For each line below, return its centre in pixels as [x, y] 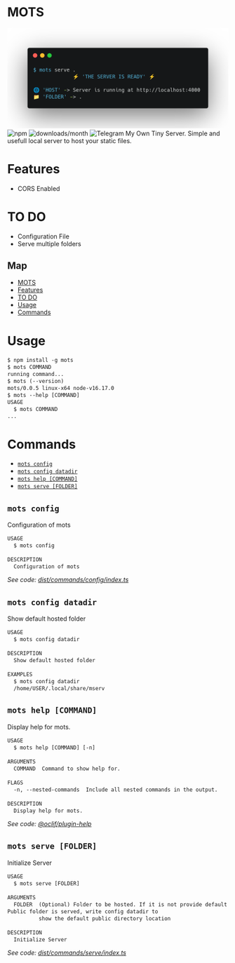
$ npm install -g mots [40, 361]
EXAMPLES [20, 674]
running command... [36, 375]
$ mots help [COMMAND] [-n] [55, 748]
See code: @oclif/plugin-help [49, 823]
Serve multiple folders [49, 243]
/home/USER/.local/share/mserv [59, 688]
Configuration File [43, 236]
